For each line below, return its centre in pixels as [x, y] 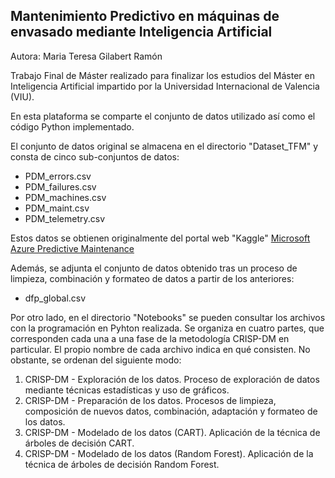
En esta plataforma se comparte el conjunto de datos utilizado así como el [163, 116]
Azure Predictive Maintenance [72, 248]
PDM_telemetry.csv [65, 218]
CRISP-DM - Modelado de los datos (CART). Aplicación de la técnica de [172, 432]
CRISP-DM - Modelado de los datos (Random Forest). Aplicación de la [169, 453]
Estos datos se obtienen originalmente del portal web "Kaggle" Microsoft [160, 238]
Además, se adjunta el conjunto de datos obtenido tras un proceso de [154, 268]
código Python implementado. [72, 126]
